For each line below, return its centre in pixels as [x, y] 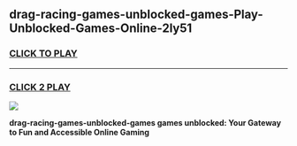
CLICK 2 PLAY [40, 87]
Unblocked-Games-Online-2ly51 [101, 29]
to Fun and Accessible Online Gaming [80, 132]
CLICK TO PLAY [43, 54]
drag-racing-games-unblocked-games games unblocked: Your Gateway [145, 122]
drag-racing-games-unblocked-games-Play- [136, 15]
